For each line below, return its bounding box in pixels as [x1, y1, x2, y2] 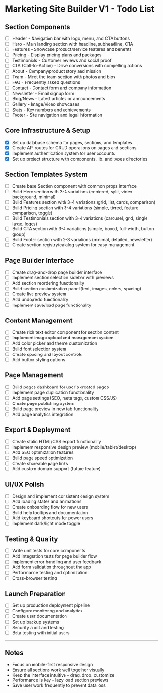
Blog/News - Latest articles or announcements [12, 96, 106, 101]
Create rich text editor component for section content [12, 329, 119, 335]
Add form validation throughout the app [12, 564, 91, 570]
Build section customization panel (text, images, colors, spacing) [12, 286, 142, 291]
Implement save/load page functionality [12, 302, 92, 308]
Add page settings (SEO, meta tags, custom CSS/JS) [12, 395, 117, 401]
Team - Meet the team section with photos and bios [12, 74, 115, 80]
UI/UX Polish [5, 480, 44, 488]
